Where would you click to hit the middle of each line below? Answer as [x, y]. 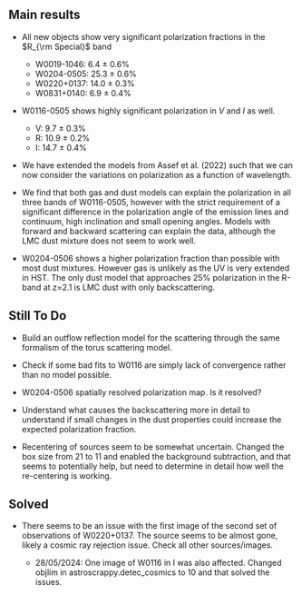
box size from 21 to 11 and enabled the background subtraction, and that [156, 456]
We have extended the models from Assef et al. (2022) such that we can [157, 165]
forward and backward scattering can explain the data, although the [148, 231]
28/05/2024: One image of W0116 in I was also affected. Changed [158, 563]
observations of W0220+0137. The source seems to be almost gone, [150, 536]
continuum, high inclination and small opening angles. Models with [146, 221]
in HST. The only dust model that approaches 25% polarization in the [151, 277]
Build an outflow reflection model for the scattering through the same [151, 337]
